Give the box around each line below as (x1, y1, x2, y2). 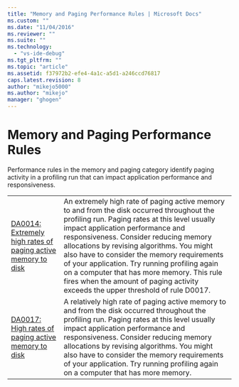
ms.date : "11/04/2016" (7, 23, 75, 31)
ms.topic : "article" (7, 63, 69, 70)
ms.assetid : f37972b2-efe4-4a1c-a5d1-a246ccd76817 (7, 70, 161, 77)
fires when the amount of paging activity (63, 276, 199, 286)
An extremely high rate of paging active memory (63, 196, 225, 206)
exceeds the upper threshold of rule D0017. (63, 285, 211, 295)
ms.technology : (7, 43, 53, 50)
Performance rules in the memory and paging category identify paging (7, 165, 215, 174)
